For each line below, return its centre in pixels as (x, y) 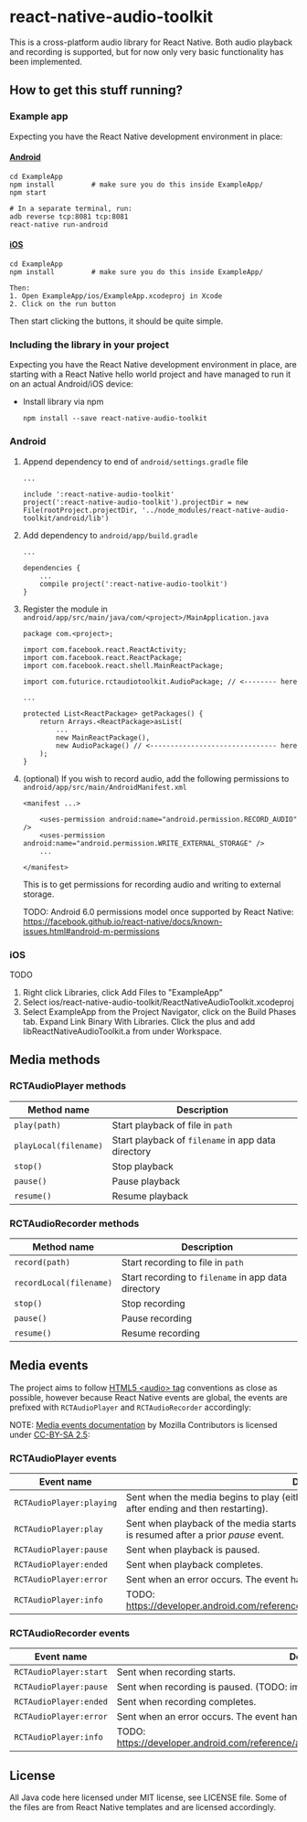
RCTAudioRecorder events (70, 1633)
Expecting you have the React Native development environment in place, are (153, 365)
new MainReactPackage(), (103, 738)
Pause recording (157, 1318)
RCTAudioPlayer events (63, 1458)
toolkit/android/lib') (66, 518)
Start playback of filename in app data (194, 1140)
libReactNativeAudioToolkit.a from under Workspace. (122, 1031)
